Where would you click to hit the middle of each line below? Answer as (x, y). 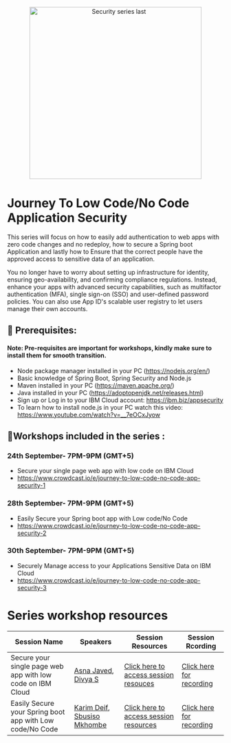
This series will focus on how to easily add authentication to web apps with (113, 237)
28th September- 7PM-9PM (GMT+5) (70, 503)
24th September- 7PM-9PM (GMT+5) (70, 456)
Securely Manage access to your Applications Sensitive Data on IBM (114, 565)
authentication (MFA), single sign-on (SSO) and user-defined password (108, 294)
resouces (139, 683)
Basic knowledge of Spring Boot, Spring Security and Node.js (104, 378)
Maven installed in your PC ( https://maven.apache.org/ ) (96, 385)
